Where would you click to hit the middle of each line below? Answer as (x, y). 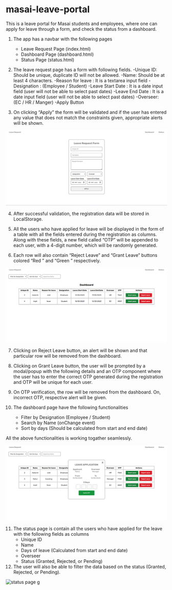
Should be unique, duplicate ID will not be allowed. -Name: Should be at (89, 75)
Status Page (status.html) (48, 59)
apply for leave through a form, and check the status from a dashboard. (81, 29)
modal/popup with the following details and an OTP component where (87, 372)
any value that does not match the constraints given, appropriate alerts (88, 117)
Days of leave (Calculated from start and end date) (74, 550)
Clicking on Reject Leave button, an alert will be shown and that (80, 351)
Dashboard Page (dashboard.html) (57, 54)
